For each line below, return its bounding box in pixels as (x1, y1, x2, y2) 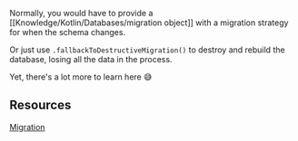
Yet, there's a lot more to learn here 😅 (9, 71, 153, 82)
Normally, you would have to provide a (9, 8, 154, 18)
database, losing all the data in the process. (9, 54, 173, 64)
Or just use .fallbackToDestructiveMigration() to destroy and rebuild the (9, 44, 285, 55)
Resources (9, 98, 72, 113)
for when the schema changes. (9, 27, 125, 37)
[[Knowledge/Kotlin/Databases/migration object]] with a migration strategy (9, 17, 289, 28)
